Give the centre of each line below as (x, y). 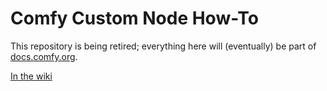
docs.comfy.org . (44, 56)
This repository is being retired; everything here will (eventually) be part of (163, 46)
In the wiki (31, 76)
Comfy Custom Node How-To (134, 18)
